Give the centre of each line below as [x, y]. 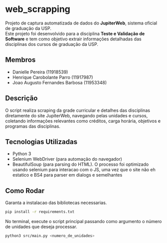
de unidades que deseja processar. [41, 227]
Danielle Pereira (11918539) [40, 72]
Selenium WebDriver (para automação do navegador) [67, 159]
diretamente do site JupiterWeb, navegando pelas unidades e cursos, [77, 115]
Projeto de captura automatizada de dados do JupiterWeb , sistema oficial [81, 23]
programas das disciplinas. [33, 126]
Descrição [21, 98]
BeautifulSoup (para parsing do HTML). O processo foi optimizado [81, 164]
